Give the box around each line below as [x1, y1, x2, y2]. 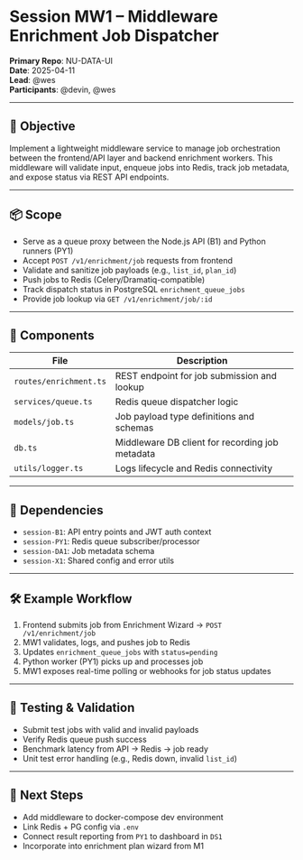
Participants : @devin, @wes [9, 84, 116, 95]
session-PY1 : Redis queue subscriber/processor [22, 536, 200, 547]
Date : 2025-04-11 [9, 65, 75, 76]
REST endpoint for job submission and [115, 370, 278, 383]
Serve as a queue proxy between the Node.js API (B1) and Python [22, 236, 266, 246]
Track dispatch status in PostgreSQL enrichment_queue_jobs [22, 283, 245, 294]
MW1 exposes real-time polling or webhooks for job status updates [22, 666, 272, 676]
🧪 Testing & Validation [9, 700, 135, 716]
